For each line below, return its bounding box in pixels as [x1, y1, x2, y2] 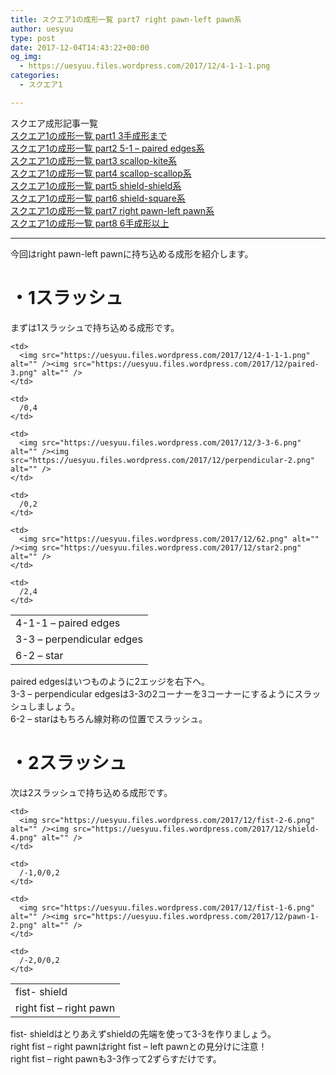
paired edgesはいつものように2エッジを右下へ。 [10, 675, 211, 687]
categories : [10, 71, 60, 81]
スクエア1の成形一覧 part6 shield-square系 [10, 192, 186, 204]
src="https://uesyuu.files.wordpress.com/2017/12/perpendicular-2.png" [10, 455, 315, 465]
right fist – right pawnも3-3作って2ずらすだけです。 [10, 1052, 222, 1065]
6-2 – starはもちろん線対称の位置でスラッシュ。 [10, 712, 208, 725]
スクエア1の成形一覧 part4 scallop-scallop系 [10, 167, 192, 179]
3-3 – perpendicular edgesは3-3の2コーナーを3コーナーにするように [10, 687, 295, 700]
